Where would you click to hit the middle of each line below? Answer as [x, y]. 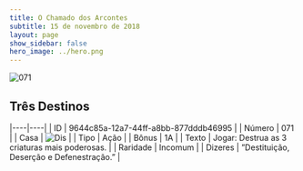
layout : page [34, 35]
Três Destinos [50, 106]
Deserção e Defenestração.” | [65, 156]
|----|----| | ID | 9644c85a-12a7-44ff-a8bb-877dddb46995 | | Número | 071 [151, 127]
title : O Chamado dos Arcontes [69, 18]
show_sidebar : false [49, 43]
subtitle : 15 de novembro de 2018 [75, 26]
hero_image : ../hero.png [56, 52]
